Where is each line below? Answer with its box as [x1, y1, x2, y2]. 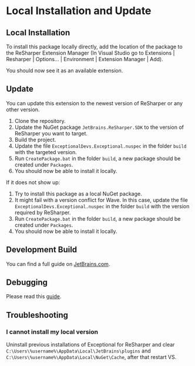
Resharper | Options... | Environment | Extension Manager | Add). [6, 56, 163, 62]
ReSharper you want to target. [14, 129, 88, 137]
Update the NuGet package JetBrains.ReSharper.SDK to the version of [14, 124, 184, 131]
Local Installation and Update [6, 4, 152, 18]
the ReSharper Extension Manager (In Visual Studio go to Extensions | [6, 49, 175, 56]
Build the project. [14, 136, 56, 143]
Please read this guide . [6, 293, 62, 300]
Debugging [6, 278, 48, 288]
